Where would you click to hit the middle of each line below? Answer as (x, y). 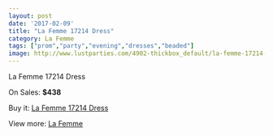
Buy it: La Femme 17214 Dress (58, 108)
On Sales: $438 (35, 92)
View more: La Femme (46, 123)
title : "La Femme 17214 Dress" (61, 31)
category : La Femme (41, 38)
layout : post (30, 16)
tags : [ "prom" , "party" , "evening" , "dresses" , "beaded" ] (102, 46)
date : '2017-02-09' (41, 23)
